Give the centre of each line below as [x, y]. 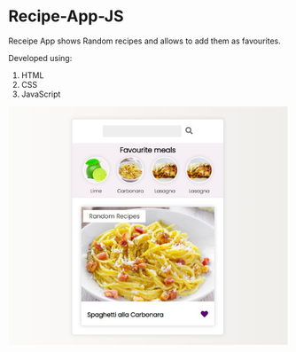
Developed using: [40, 58]
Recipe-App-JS [66, 16]
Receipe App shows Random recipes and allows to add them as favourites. [144, 41]
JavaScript [41, 94]
